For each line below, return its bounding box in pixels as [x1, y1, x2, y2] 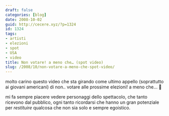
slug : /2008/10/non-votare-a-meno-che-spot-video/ [5, 64, 115, 69]
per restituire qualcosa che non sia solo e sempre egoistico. [5, 105, 131, 111]
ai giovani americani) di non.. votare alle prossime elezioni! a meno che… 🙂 [5, 84, 162, 90]
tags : [5, 31, 17, 36]
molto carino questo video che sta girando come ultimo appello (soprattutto [5, 79, 164, 85]
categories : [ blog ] [5, 12, 47, 17]
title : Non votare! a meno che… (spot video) [5, 60, 103, 65]
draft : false [5, 7, 33, 13]
